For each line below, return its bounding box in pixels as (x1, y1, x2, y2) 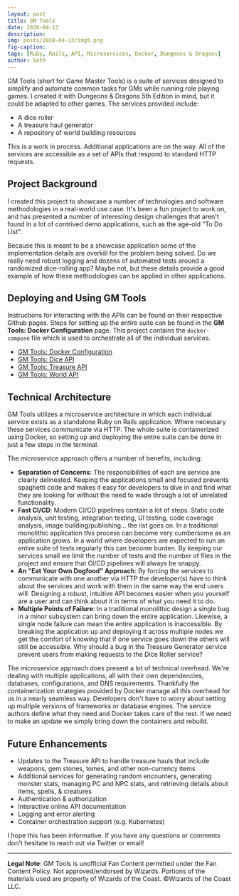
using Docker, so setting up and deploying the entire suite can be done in (7, 433, 222, 441)
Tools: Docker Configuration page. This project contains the (7, 326, 186, 335)
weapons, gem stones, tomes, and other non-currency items (17, 765, 196, 772)
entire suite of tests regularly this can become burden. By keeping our (17, 544, 223, 553)
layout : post (7, 10, 46, 18)
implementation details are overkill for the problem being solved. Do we (7, 248, 216, 257)
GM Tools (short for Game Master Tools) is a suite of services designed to (7, 76, 224, 85)
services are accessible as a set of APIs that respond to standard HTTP (7, 149, 217, 158)
